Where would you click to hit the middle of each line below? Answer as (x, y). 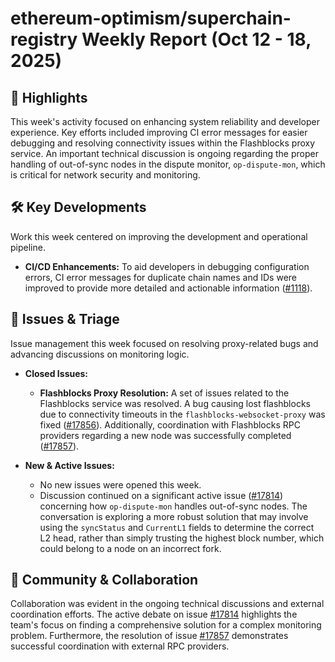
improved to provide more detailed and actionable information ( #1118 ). (168, 288)
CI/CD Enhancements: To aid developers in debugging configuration (167, 266)
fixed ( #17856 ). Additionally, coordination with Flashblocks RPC (170, 424)
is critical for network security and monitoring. (105, 175)
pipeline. (28, 247)
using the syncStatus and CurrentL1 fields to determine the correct (177, 527)
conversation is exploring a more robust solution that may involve (174, 516)
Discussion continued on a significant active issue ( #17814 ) (161, 495)
